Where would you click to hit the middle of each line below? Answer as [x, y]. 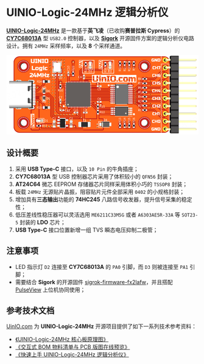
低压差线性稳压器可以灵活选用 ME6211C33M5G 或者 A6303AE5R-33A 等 [98, 215]
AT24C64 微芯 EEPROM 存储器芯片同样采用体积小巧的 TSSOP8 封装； [101, 184]
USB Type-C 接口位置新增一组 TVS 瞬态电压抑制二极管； [86, 230]
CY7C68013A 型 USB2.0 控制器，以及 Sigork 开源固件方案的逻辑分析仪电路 [100, 38]
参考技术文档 [30, 311]
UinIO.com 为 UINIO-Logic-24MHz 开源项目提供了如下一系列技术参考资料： [101, 326]
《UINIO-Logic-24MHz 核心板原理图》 [62, 340]
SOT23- [190, 215]
